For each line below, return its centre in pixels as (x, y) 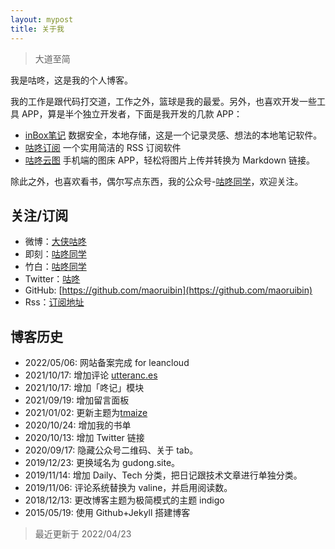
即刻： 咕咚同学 (55, 254)
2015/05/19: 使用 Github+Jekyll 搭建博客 (107, 513)
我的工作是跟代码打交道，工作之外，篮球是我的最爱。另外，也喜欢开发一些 (163, 101)
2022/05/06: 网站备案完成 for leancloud (107, 363)
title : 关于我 (37, 29)
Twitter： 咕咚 (52, 279)
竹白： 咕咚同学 (55, 267)
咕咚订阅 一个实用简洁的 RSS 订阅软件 (103, 147)
